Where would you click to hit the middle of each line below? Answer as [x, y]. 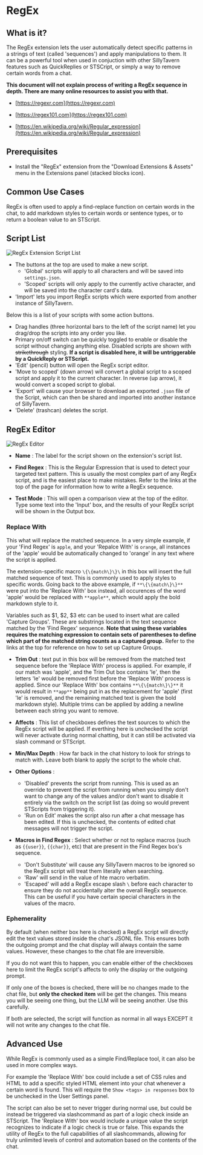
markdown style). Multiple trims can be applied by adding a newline [99, 704]
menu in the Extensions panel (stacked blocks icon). [80, 173]
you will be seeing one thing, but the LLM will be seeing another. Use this [97, 1000]
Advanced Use [35, 1044]
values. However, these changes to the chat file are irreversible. [85, 951]
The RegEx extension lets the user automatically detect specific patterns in [99, 47]
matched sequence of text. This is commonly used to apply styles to [91, 577]
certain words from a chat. [39, 73]
